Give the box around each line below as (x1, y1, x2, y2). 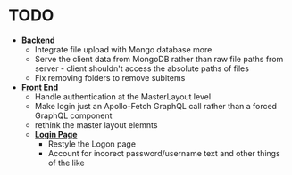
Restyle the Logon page (47, 139, 136, 149)
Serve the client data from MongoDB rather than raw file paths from (34, 53, 284, 64)
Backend (21, 35, 55, 45)
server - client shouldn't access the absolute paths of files (34, 63, 249, 74)
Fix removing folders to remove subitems (34, 72, 186, 83)
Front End (21, 82, 59, 92)
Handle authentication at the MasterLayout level (34, 91, 212, 102)
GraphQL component (34, 110, 113, 121)
